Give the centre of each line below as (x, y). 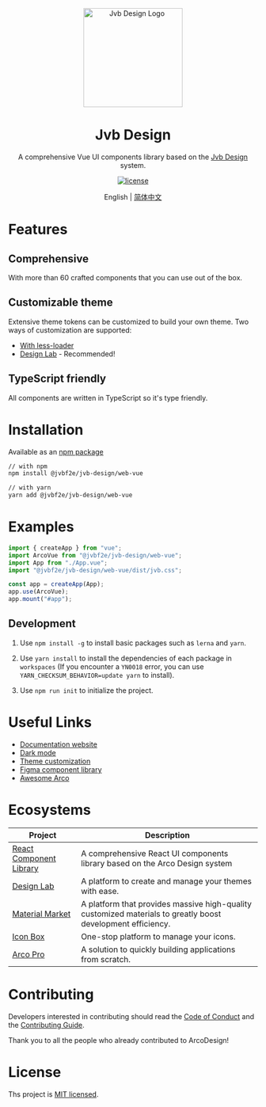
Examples (41, 527)
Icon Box (28, 936)
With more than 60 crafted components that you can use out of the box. (125, 277)
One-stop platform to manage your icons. (158, 936)
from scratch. (106, 959)
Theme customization (55, 761)
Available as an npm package (56, 451)
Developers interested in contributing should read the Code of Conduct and (131, 1016)
